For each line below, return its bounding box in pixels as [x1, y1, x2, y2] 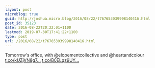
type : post [5, 34, 27, 39]
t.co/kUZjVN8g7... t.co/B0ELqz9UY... [5, 57, 79, 63]
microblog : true [5, 12, 38, 17]
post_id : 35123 [5, 20, 36, 26]
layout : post [5, 7, 32, 12]
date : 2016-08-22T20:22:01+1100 [5, 25, 71, 30]
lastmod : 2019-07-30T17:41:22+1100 [5, 30, 78, 34]
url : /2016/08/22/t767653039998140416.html [5, 39, 96, 44]
